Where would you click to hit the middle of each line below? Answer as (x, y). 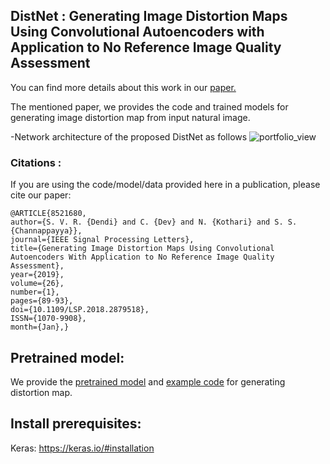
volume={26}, (37, 284)
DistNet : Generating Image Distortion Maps (149, 16)
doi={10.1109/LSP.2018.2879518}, (80, 310)
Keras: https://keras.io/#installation (82, 448)
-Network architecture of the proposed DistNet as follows (129, 136)
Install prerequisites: (76, 424)
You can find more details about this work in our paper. (123, 87)
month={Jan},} (40, 327)
